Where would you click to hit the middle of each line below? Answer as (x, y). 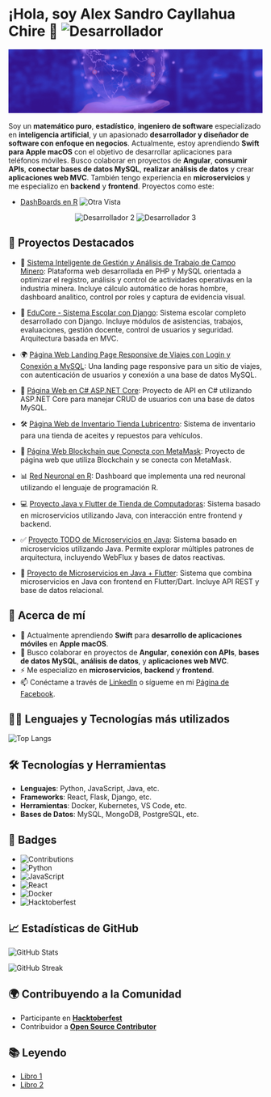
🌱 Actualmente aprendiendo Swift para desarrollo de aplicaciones (131, 635)
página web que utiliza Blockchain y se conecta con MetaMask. (125, 460)
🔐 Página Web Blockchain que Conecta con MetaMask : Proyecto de (132, 451)
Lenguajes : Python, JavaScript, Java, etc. (90, 789)
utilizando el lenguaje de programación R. (89, 487)
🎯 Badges (33, 839)
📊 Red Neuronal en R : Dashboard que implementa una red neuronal (133, 476)
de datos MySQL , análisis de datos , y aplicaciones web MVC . (124, 661)
